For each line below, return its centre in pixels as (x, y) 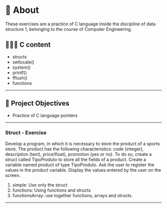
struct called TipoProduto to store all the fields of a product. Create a (76, 159)
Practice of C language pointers (45, 115)
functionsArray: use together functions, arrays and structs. (73, 195)
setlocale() (23, 62)
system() (21, 67)
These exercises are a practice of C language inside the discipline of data (80, 24)
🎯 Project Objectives (37, 104)
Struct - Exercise (26, 133)
